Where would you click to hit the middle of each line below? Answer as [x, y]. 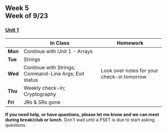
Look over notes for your [129, 70]
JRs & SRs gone [42, 102]
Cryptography [40, 94]
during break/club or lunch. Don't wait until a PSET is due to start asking [80, 120]
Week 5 [17, 8]
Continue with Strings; [49, 67]
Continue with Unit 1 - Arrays [58, 51]
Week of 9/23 [27, 16]
